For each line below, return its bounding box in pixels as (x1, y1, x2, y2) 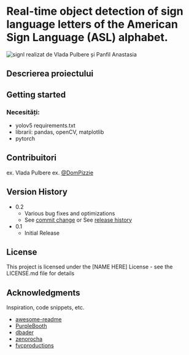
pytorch (15, 135, 36, 142)
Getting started (6, 89, 66, 99)
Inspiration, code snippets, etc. (6, 304, 85, 311)
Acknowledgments (6, 287, 81, 298)
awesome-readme (15, 316, 62, 323)
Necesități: (6, 107, 40, 116)
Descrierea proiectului (6, 69, 94, 79)
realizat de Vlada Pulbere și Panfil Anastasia (25, 50, 137, 58)
